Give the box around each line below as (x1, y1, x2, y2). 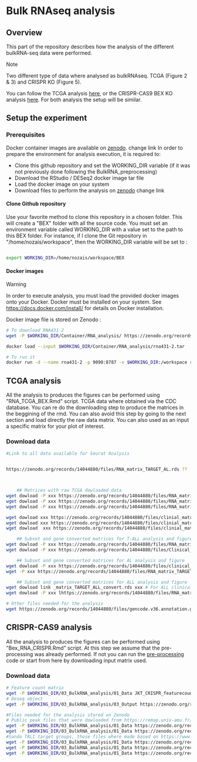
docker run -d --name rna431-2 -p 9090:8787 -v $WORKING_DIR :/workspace (6, 360, 188, 365)
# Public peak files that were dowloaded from (6, 717, 122, 723)
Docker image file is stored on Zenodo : (6, 316, 101, 323)
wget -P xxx (6, 568, 35, 574)
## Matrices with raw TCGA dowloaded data (16, 487, 122, 494)
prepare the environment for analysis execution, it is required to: (6, 150, 161, 157)
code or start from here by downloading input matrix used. (6, 657, 148, 664)
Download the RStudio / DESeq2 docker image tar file (14, 174, 144, 181)
